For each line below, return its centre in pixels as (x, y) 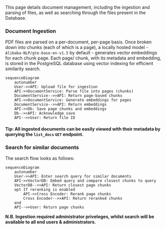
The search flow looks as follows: (40, 158)
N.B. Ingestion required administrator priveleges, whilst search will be (80, 217)
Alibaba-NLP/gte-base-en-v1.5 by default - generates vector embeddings (81, 53)
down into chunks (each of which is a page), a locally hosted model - (77, 47)
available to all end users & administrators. (51, 222)
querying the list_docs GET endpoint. (45, 134)
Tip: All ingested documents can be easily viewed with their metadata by (83, 129)
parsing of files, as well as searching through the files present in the (75, 13)
